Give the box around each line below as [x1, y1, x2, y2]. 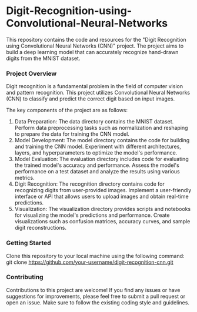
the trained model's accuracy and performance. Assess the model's [14, 162, 179, 169]
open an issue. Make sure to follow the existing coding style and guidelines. [6, 298, 190, 306]
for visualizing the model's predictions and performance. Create [14, 212, 170, 219]
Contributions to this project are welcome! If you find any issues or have [6, 286, 181, 293]
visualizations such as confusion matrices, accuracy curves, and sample [14, 218, 191, 225]
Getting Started [6, 239, 51, 247]
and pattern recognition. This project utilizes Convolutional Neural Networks [6, 89, 190, 96]
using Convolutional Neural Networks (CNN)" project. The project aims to [6, 42, 184, 49]
